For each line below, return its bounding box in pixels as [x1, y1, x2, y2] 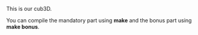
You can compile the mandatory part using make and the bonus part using [6, 17, 192, 24]
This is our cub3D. [6, 5, 52, 12]
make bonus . [6, 24, 40, 30]
